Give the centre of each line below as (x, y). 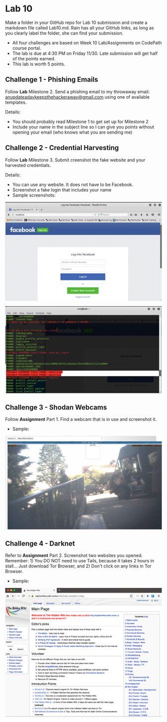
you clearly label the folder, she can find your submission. (64, 33)
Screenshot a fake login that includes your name (62, 189)
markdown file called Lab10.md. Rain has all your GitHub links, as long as (80, 27)
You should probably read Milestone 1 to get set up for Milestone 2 (81, 121)
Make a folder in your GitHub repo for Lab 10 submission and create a (76, 22)
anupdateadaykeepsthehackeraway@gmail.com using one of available (78, 97)
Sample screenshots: (34, 195)
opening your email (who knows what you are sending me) (72, 132)
